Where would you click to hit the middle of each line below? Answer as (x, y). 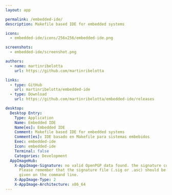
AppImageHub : (24, 161)
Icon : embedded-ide (35, 146)
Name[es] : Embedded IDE (40, 127)
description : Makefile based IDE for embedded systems (65, 24)
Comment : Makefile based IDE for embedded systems (70, 132)
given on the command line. (49, 175)
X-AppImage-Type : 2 (35, 180)
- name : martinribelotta (36, 66)
